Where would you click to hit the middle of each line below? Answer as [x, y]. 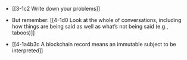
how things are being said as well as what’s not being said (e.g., [90, 26]
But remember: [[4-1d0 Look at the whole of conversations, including [96, 20]
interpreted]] [27, 50]
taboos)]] [23, 33]
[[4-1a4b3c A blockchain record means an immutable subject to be [94, 44]
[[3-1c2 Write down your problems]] [56, 9]
